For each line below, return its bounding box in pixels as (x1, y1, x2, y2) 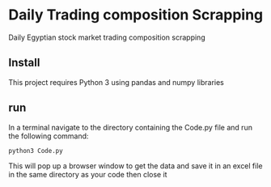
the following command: (8, 131, 89, 141)
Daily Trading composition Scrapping (8, 6, 264, 24)
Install (8, 56, 40, 70)
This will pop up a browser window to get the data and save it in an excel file (8, 160, 263, 171)
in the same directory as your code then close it (8, 169, 167, 179)
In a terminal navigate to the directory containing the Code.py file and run (8, 122, 253, 132)
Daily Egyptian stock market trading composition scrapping (8, 32, 205, 42)
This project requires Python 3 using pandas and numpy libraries (8, 77, 224, 87)
